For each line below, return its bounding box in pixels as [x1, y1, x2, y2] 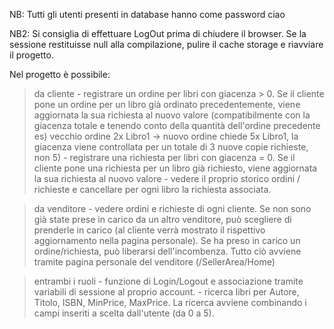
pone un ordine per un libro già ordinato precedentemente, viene [33, 99, 301, 110]
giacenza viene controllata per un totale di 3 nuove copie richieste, [33, 141, 309, 153]
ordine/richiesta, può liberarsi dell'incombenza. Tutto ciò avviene [33, 245, 302, 257]
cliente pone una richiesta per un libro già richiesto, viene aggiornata [33, 162, 318, 174]
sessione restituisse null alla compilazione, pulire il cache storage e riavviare [9, 39, 324, 50]
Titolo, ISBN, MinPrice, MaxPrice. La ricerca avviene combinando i [33, 297, 307, 308]
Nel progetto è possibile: [9, 69, 111, 80]
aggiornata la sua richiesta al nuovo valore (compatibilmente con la [33, 109, 311, 121]
